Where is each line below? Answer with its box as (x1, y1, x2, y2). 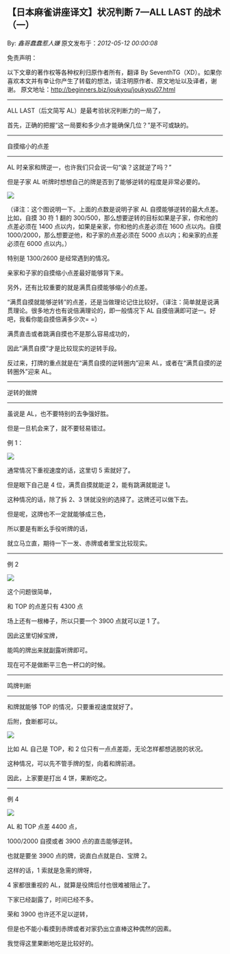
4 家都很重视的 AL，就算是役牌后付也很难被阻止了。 (7, 881, 154, 889)
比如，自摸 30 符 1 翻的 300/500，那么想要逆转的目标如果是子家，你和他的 (7, 214, 218, 222)
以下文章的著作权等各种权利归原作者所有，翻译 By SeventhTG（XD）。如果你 (7, 68, 222, 76)
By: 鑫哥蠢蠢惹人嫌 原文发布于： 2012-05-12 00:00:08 (7, 38, 158, 47)
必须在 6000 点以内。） (7, 239, 71, 247)
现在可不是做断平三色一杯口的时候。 (7, 660, 110, 668)
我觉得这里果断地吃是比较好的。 (7, 939, 97, 947)
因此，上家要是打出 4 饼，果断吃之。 (7, 773, 111, 782)
